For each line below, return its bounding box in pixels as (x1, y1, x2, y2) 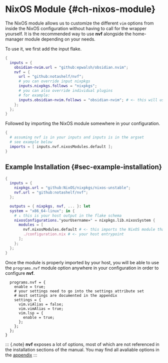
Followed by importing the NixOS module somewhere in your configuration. (5, 120, 160, 126)
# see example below (9, 139, 52, 145)
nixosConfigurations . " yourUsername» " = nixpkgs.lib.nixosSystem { (14, 218, 155, 223)
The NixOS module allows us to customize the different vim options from (5, 20, 154, 26)
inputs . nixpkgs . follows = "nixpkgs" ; (18, 84, 97, 89)
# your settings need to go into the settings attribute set (14, 288, 144, 294)
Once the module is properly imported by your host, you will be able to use (5, 259, 159, 265)
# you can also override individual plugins (18, 88, 113, 93)
